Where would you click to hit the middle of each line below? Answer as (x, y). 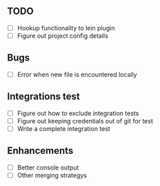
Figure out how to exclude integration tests (78, 113)
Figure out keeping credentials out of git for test (85, 121)
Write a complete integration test (63, 128)
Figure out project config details (62, 35)
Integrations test (44, 97)
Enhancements (40, 151)
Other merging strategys (52, 175)
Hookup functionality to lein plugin (66, 28)
